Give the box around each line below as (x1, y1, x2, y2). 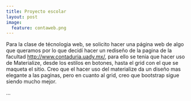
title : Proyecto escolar (6, 8, 67, 15)
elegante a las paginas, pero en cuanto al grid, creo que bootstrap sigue (6, 72, 179, 79)
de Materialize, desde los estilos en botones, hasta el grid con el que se (6, 60, 179, 67)
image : (6, 19, 22, 25)
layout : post (6, 14, 38, 20)
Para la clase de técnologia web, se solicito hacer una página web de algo (6, 41, 184, 48)
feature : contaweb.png (11, 25, 67, 31)
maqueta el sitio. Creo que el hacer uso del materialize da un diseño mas (6, 65, 181, 73)
